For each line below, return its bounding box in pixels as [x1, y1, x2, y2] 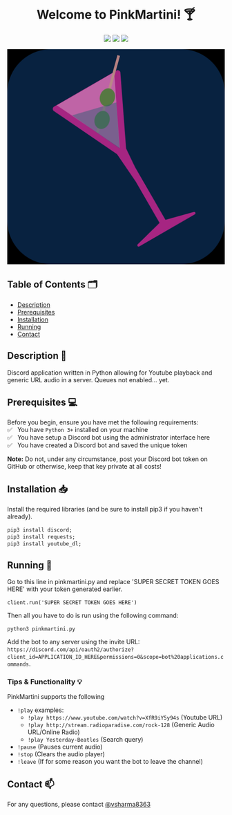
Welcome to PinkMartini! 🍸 [37, 7, 195, 23]
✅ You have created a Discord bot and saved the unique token [7, 441, 188, 449]
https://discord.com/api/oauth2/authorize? [7, 646, 135, 653]
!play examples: [17, 706, 64, 714]
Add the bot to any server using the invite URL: [7, 638, 140, 646]
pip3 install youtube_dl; [7, 541, 81, 547]
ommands [7, 661, 30, 668]
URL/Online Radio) [27, 728, 81, 736]
